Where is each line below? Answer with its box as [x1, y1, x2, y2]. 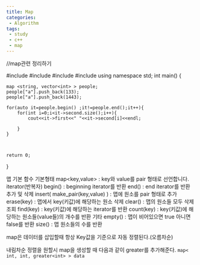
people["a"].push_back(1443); [6, 94, 83, 100]
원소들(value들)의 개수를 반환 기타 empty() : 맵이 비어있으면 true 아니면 [22, 212, 191, 220]
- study [8, 31, 28, 37]
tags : [6, 25, 20, 32]
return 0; [6, 152, 31, 158]
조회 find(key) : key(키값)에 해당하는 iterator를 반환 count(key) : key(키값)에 [6, 205, 188, 212]
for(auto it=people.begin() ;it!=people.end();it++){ [6, 104, 145, 110]
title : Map [6, 8, 34, 15]
